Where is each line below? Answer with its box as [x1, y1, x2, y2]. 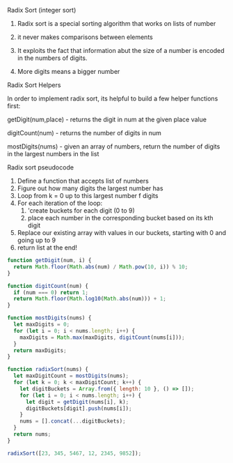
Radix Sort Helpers [7, 81, 61, 89]
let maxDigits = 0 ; [13, 321, 70, 328]
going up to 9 [17, 236, 56, 244]
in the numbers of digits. [17, 54, 88, 62]
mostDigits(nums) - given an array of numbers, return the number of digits [7, 142, 220, 151]
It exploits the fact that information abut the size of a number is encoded [17, 47, 225, 54]
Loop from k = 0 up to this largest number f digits [17, 192, 159, 199]
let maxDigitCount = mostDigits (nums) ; [13, 372, 129, 379]
